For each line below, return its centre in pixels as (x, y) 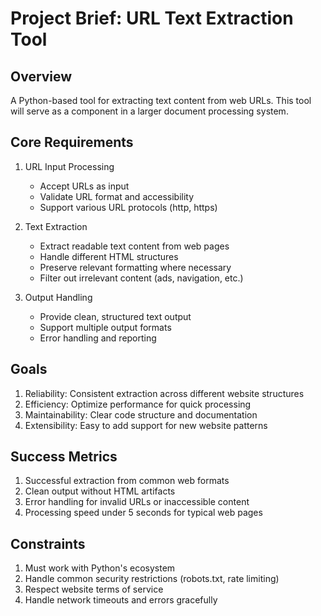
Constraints (48, 543)
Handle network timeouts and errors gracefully (121, 600)
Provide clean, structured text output (115, 316)
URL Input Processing (69, 166)
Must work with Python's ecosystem (100, 568)
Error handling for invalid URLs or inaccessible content (137, 502)
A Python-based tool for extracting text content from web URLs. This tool (161, 100)
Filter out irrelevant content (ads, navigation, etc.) (141, 278)
